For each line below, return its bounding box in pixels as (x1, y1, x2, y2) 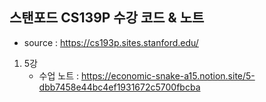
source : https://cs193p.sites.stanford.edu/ (23, 36, 199, 48)
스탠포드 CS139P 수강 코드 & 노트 (9, 9, 205, 27)
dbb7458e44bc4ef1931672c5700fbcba (38, 81, 201, 93)
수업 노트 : (38, 69, 80, 82)
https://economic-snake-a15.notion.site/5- (80, 69, 256, 82)
